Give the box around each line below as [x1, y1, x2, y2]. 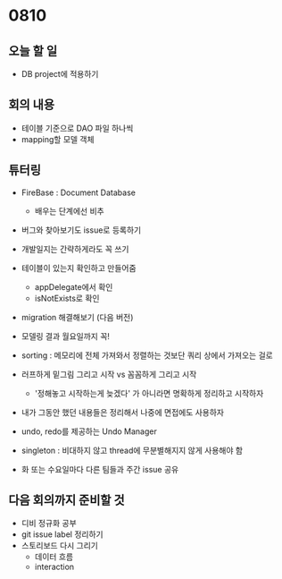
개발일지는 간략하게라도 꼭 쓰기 [21, 243, 129, 254]
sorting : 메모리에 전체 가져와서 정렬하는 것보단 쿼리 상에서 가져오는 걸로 [21, 350, 273, 361]
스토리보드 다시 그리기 [21, 541, 99, 551]
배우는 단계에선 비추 [34, 205, 104, 216]
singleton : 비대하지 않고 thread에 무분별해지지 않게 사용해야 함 [21, 445, 243, 456]
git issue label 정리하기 [21, 529, 104, 540]
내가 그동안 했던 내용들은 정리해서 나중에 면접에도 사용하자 [21, 406, 225, 417]
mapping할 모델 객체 [21, 133, 95, 144]
